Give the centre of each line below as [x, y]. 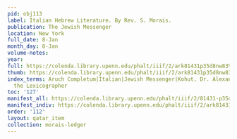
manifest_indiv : [31, 105]
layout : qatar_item [36, 118]
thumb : [17, 72]
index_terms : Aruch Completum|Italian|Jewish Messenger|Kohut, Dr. [109, 79]
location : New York [36, 33]
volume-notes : [28, 53]
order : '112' [26, 112]
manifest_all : [28, 99]
